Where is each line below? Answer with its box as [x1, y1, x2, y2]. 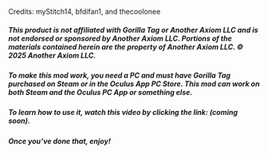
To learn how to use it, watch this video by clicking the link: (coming [8, 108, 238, 117]
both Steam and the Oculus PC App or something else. [8, 87, 193, 97]
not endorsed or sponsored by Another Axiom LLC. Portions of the [8, 34, 233, 43]
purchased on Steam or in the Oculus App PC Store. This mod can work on [8, 79, 260, 89]
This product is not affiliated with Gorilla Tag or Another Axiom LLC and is [8, 25, 258, 34]
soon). [8, 116, 30, 126]
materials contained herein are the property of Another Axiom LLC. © [8, 41, 244, 51]
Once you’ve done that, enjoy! [8, 136, 112, 146]
